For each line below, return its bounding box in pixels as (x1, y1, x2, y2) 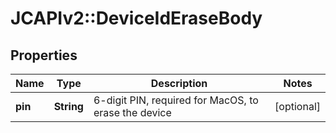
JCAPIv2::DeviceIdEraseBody (10, 7, 263, 30)
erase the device (93, 106, 172, 119)
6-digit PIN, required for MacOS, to (93, 93, 259, 107)
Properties (10, 47, 78, 64)
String (53, 100, 84, 113)
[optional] (274, 100, 321, 113)
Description (150, 77, 208, 90)
